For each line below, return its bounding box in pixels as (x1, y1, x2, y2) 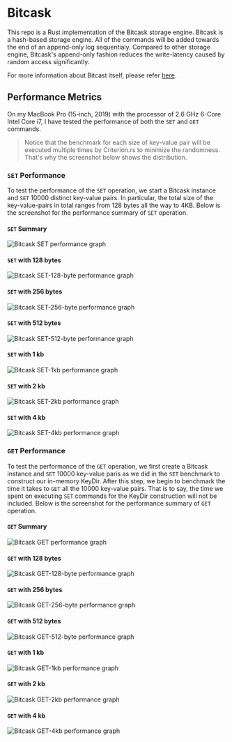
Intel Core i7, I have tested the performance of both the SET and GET (7, 117, 199, 126)
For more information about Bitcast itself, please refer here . (7, 71, 177, 79)
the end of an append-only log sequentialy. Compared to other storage (7, 43, 211, 51)
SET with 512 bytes (7, 319, 61, 327)
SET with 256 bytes (7, 287, 63, 296)
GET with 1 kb (7, 649, 44, 657)
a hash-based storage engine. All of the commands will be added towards (7, 35, 219, 43)
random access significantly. (7, 57, 90, 66)
